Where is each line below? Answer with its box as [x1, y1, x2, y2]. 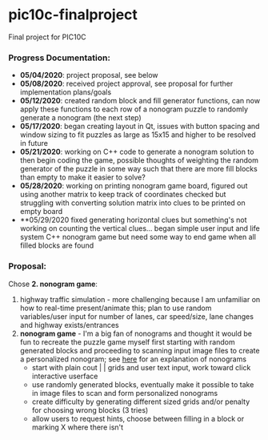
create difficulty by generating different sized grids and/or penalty [31, 397, 250, 406]
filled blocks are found [19, 240, 94, 250]
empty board [19, 207, 63, 216]
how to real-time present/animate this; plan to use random [19, 303, 212, 313]
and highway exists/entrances [19, 320, 120, 329]
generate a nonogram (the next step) [19, 113, 142, 123]
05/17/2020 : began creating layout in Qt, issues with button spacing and [19, 122, 260, 131]
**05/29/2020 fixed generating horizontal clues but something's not [19, 215, 247, 225]
